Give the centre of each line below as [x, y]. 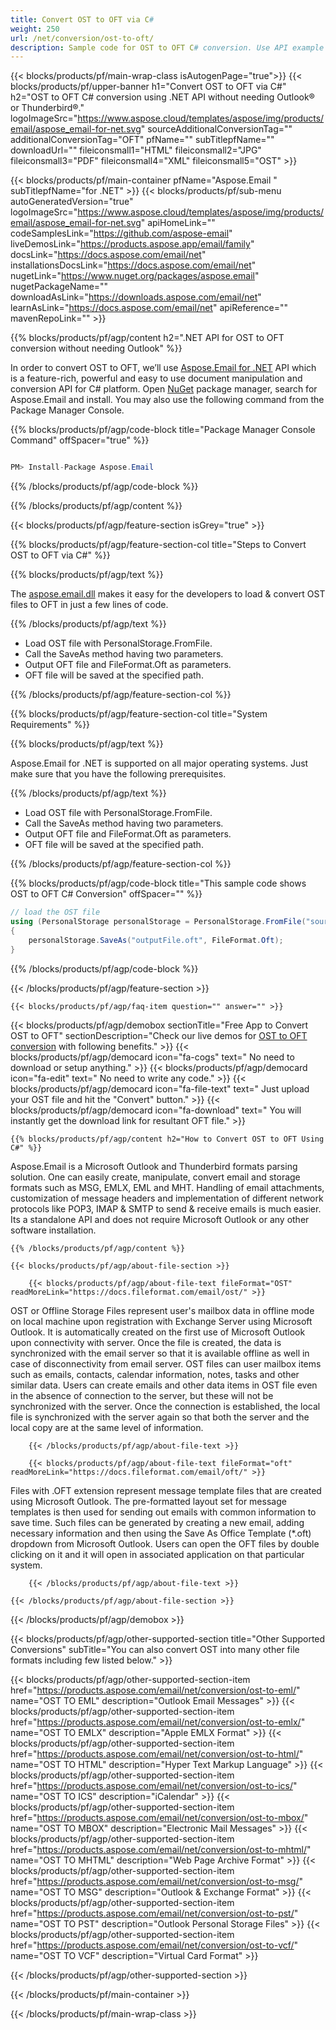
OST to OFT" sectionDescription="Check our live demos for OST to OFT [159, 1035]
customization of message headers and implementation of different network [167, 1198]
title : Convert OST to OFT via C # [82, 19]
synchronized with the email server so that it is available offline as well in [160, 1353]
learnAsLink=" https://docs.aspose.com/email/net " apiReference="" [149, 308]
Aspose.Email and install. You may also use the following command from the [167, 400]
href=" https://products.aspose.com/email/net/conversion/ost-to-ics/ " [154, 1785]
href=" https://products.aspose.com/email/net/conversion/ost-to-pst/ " [154, 1913]
